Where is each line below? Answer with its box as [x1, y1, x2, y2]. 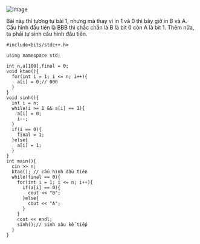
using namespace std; [6, 53, 61, 59]
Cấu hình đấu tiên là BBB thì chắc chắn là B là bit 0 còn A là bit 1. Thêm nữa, [6, 24, 195, 31]
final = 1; [17, 132, 45, 138]
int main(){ [6, 158, 36, 164]
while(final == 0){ [11, 174, 61, 180]
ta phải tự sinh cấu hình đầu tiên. [6, 30, 88, 37]
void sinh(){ [6, 95, 39, 101]
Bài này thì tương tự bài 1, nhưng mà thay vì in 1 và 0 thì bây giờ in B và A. [6, 18, 187, 24]
